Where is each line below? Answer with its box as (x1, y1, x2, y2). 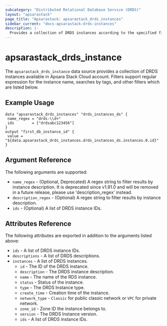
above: (5, 238, 19, 244)
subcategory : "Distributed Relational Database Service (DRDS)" (5, 7, 141, 12)
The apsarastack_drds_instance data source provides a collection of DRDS (5, 68, 158, 74)
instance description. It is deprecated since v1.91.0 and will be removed (12, 184, 159, 190)
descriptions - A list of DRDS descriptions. (12, 253, 100, 259)
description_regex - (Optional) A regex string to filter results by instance (12, 195, 161, 201)
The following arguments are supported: (5, 169, 88, 175)
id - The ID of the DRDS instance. (19, 263, 89, 269)
